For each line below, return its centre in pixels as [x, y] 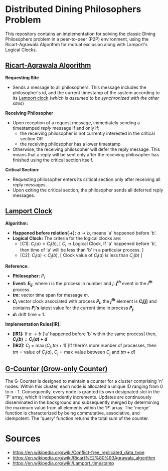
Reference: [17, 266]
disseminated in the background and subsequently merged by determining [82, 402]
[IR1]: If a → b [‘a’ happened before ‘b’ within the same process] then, [85, 334]
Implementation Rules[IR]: [33, 324]
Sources [23, 439]
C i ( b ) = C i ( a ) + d [30, 339]
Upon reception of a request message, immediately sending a [76, 123]
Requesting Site [22, 77]
